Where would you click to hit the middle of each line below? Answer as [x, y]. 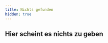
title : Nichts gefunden [29, 10]
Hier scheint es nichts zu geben [54, 34]
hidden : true [18, 14]
